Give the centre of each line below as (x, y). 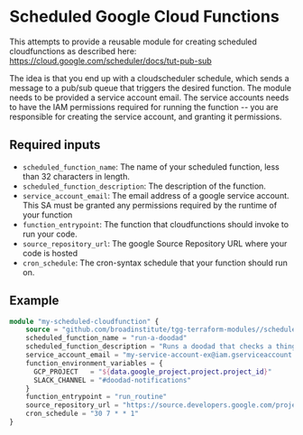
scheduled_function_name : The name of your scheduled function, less (151, 167)
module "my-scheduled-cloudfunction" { (84, 321)
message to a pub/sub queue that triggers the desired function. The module (150, 88)
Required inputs (55, 145)
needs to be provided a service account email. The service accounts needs (149, 97)
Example (34, 301)
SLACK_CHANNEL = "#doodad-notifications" (112, 380)
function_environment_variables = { (95, 363)
